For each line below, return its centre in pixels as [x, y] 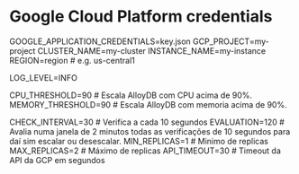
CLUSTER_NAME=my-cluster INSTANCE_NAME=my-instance [152, 50]
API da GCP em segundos [57, 160]
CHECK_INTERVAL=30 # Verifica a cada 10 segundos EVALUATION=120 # [147, 122]
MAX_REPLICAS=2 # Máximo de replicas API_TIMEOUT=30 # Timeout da [145, 151]
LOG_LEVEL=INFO [44, 77]
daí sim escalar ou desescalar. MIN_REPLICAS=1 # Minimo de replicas [139, 141]
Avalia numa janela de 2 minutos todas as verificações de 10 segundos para [150, 131]
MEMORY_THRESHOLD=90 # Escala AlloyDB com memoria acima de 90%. [148, 104]
